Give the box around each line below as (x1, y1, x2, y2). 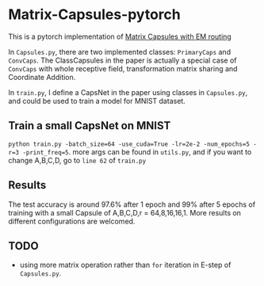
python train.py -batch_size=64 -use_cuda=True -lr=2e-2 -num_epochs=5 (8, 140, 250, 148)
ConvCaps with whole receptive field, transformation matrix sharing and (8, 63, 238, 73)
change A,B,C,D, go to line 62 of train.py (8, 155, 147, 165)
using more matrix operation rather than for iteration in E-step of (19, 260, 231, 270)
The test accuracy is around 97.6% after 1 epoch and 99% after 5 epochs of (8, 200, 256, 209)
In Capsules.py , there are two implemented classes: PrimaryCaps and (8, 47, 231, 56)
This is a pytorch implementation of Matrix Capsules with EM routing (8, 32, 231, 41)
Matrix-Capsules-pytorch (8, 6, 181, 24)
